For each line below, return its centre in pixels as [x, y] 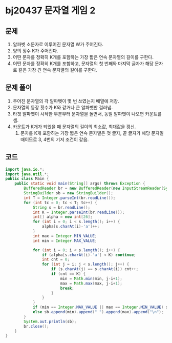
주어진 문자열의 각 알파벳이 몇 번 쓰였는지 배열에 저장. [66, 101]
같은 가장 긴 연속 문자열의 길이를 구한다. [58, 70]
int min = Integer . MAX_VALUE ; [65, 241]
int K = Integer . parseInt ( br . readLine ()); [79, 212]
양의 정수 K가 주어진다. [35, 51]
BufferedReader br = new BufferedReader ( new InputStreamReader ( [94, 188]
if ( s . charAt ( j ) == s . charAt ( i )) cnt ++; [95, 269]
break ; [67, 288]
